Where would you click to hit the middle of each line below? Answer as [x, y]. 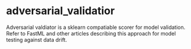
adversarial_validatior [61, 11]
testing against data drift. [37, 40]
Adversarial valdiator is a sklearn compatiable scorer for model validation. [96, 27]
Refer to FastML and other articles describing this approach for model [91, 33]
